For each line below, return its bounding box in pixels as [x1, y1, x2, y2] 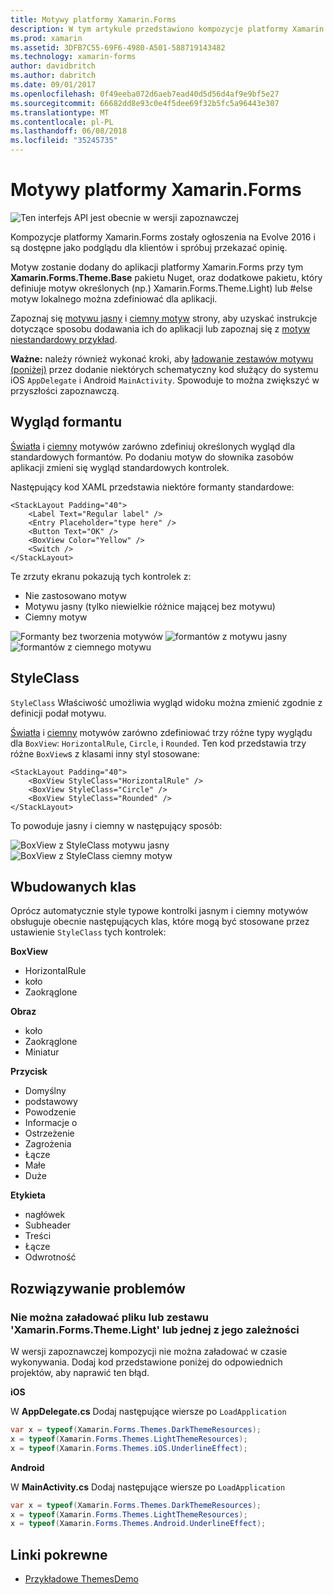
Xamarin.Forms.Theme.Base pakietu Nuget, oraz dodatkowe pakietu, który [10, 271, 323, 283]
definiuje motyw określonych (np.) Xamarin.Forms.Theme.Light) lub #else [10, 282, 313, 294]
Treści [24, 1230, 52, 1242]
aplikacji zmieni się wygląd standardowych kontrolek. [10, 461, 230, 473]
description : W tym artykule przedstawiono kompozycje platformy [10, 24, 288, 34]
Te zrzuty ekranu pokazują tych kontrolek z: [10, 570, 192, 582]
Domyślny [24, 1085, 67, 1097]
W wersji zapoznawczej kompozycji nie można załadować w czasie [10, 1346, 288, 1358]
